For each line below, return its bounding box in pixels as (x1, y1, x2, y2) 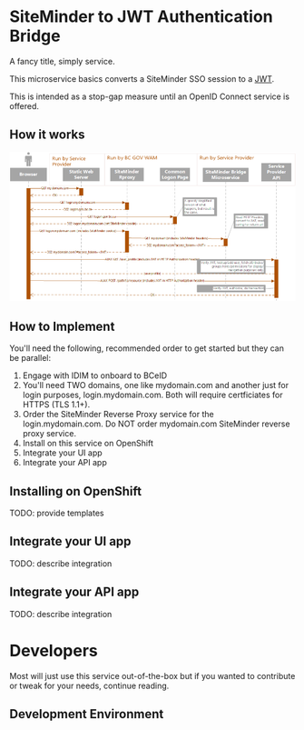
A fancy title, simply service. (9, 55, 115, 66)
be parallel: (9, 353, 52, 364)
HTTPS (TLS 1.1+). (22, 399, 91, 410)
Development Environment (9, 706, 164, 722)
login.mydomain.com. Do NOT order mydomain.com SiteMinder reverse (22, 418, 290, 429)
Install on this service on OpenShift (22, 438, 154, 449)
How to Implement (9, 318, 115, 334)
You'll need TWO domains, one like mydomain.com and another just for (22, 380, 289, 391)
